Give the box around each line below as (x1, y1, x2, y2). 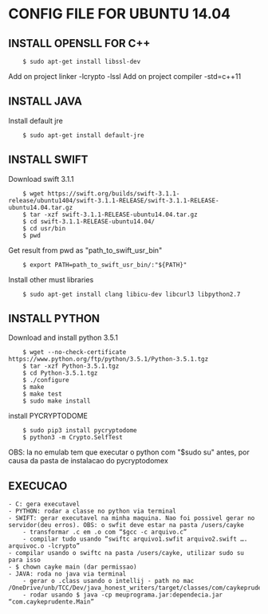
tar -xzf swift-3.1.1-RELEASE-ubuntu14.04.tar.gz (29, 211, 198, 218)
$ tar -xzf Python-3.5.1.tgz (22, 362, 120, 371)
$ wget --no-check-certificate (22, 348, 127, 356)
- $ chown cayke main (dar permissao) (8, 563, 137, 571)
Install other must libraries (8, 274, 94, 284)
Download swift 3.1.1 (8, 174, 74, 183)
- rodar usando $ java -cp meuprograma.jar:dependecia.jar (22, 591, 223, 599)
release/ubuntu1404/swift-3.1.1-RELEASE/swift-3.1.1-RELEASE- (8, 196, 219, 204)
